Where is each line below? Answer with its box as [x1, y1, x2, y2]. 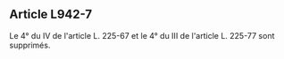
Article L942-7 [9, 7, 92, 22]
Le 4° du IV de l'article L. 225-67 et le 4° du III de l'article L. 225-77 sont [9, 30, 275, 41]
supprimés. [9, 40, 51, 50]
